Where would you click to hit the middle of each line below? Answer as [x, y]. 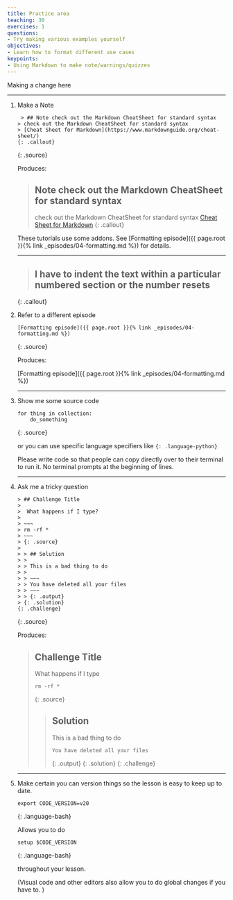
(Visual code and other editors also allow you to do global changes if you [121, 882]
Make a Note [35, 105]
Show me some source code [58, 401]
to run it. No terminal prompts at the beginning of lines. [95, 467]
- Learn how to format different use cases [71, 53]
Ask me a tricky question [53, 487]
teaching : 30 [26, 20]
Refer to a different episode [56, 315]
